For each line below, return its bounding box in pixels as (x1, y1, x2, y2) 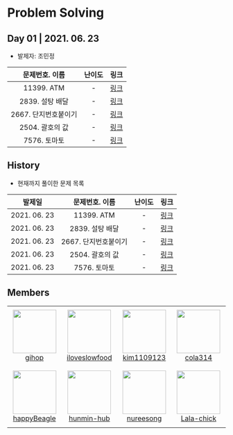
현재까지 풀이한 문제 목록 (17, 179, 85, 187)
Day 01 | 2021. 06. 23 (7, 33, 99, 44)
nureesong (126, 413, 162, 423)
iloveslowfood (67, 353, 112, 363)
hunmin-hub (68, 413, 110, 423)
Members (7, 287, 50, 299)
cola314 (184, 353, 213, 363)
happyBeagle (12, 413, 56, 423)
